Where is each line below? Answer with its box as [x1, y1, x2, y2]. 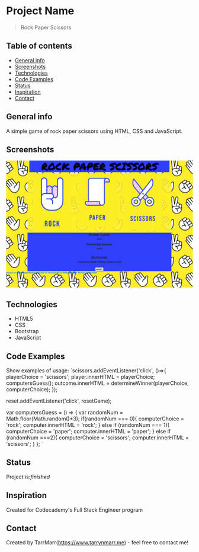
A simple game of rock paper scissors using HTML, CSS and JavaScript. [6, 127, 183, 135]
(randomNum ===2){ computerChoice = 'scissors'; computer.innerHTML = [6, 434, 190, 441]
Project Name [6, 4, 75, 18]
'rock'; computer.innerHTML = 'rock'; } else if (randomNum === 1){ [6, 422, 170, 429]
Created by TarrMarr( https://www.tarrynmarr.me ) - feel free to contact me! [6, 539, 188, 546]
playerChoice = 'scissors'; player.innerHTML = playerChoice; [6, 374, 155, 381]
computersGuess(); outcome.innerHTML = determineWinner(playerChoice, [6, 379, 190, 387]
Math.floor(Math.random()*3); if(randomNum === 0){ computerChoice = [6, 415, 185, 422]
